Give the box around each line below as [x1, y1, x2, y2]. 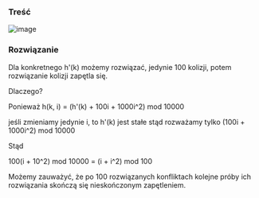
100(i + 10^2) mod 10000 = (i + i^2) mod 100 [8, 156, 153, 165]
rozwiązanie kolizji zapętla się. [8, 71, 108, 80]
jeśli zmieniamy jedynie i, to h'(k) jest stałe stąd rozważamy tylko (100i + [8, 117, 245, 126]
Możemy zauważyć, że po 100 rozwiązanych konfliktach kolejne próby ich [8, 172, 252, 181]
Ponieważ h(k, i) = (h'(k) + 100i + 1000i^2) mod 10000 [8, 102, 185, 111]
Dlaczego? [8, 86, 43, 95]
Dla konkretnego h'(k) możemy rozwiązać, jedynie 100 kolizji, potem [8, 62, 232, 72]
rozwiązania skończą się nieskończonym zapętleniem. [8, 180, 186, 189]
